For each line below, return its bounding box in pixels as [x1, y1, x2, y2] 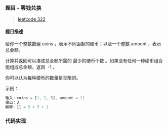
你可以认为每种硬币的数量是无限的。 [5, 75, 81, 81]
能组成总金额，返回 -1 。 [5, 64, 57, 70]
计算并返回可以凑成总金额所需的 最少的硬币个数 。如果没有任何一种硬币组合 [5, 57, 163, 63]
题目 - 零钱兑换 [5, 4, 41, 11]
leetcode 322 [17, 16, 46, 22]
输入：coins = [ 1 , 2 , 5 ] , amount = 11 [5, 95, 85, 100]
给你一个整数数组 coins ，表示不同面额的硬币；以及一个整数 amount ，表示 [5, 40, 161, 46]
